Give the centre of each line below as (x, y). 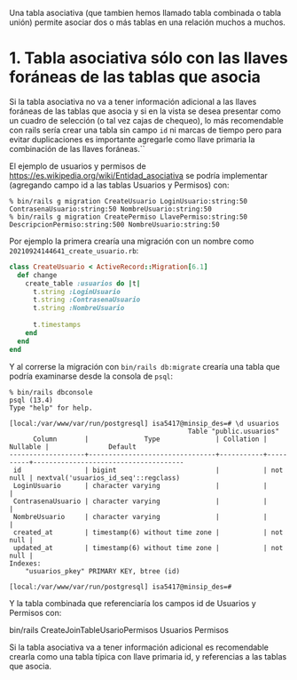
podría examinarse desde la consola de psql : (91, 376)
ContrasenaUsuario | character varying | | (140, 501)
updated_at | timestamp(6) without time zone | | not (148, 548)
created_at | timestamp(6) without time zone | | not (148, 532)
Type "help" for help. (51, 408)
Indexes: (25, 564)
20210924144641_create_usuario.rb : (74, 250)
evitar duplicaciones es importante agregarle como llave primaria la (132, 139)
